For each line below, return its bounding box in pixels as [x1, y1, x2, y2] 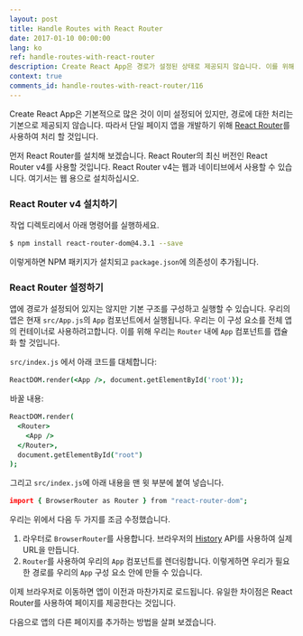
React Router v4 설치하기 [9, 197, 118, 210]
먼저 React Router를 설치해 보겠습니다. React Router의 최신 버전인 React [9, 150, 268, 161]
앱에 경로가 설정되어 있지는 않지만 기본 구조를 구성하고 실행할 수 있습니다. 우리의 [9, 304, 291, 314]
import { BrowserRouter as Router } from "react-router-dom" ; [9, 497, 248, 506]
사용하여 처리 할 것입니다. [9, 131, 99, 142]
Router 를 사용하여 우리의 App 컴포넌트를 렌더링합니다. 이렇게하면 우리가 [22, 556, 273, 566]
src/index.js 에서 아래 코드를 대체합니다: [10, 357, 158, 368]
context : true [9, 72, 63, 81]
